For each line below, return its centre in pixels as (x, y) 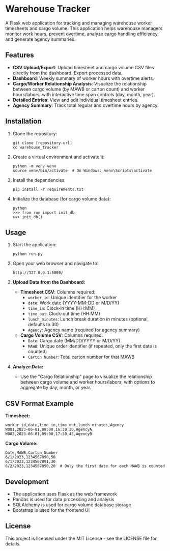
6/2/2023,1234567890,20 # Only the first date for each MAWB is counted (85, 466)
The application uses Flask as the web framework (65, 494)
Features (20, 55)
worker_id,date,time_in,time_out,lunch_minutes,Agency (65, 425)
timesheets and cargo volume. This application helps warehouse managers (84, 28)
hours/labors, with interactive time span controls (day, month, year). (84, 94)
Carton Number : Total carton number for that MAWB (81, 357)
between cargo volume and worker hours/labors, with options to (88, 382)
